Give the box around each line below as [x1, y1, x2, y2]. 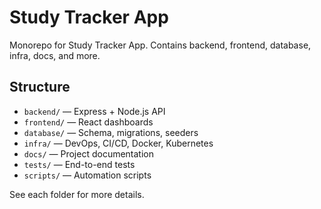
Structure [9, 79, 71, 96]
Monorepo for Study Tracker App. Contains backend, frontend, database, [9, 39, 312, 51]
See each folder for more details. [9, 188, 145, 200]
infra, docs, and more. [9, 49, 101, 61]
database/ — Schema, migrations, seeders [23, 126, 199, 138]
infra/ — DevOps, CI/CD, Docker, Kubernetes [23, 137, 214, 149]
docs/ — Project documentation [23, 147, 154, 160]
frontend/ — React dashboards [23, 116, 154, 128]
